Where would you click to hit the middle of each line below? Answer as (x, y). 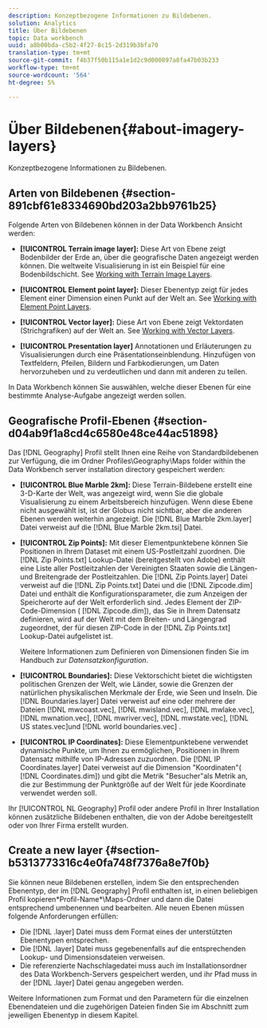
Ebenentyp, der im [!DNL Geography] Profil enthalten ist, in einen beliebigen (133, 891)
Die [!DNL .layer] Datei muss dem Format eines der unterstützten (126, 931)
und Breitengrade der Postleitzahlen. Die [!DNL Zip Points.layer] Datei (134, 577)
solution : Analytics (43, 23)
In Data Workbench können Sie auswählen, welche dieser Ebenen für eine (130, 387)
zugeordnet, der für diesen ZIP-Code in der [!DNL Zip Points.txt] (125, 628)
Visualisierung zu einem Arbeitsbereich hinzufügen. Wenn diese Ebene (136, 502)
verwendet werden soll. (58, 793)
